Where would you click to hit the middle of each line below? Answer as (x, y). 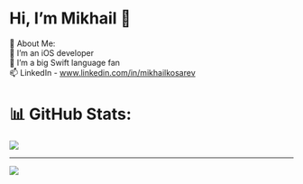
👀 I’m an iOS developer (52, 52)
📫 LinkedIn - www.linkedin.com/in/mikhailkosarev (102, 72)
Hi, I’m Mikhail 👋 (70, 18)
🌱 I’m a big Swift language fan (64, 62)
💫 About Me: (32, 43)
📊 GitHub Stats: (71, 114)
